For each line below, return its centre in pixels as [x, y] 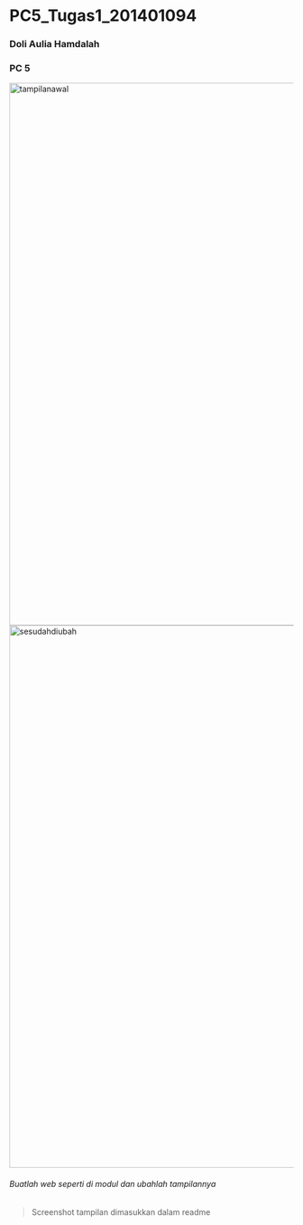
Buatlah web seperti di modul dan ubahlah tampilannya [113, 1184]
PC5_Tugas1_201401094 [103, 16]
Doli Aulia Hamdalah [55, 44]
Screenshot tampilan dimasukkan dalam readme [121, 1211]
